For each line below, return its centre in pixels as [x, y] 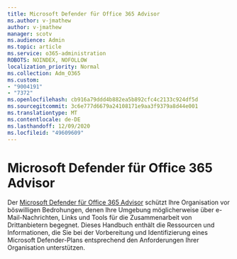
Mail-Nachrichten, [34, 218]
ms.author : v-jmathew [39, 21]
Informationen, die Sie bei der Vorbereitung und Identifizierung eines [108, 233]
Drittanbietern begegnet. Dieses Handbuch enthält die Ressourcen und [111, 225]
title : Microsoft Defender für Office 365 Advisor [84, 14]
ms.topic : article [34, 47]
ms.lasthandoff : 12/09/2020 [49, 126]
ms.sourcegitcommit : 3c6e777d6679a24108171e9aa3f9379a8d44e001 [103, 106]
